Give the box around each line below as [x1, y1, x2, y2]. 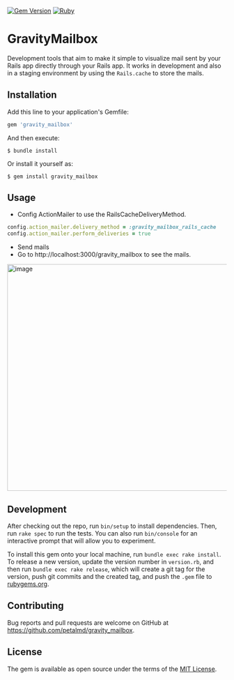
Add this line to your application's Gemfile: [7, 107, 129, 116]
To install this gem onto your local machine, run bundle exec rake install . [7, 550, 221, 558]
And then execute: [7, 133, 60, 142]
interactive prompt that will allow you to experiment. [7, 537, 156, 545]
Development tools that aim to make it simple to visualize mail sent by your [7, 54, 221, 62]
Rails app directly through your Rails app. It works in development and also [7, 61, 221, 70]
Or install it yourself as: [7, 159, 73, 167]
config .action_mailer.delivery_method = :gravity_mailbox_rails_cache [7, 224, 217, 231]
